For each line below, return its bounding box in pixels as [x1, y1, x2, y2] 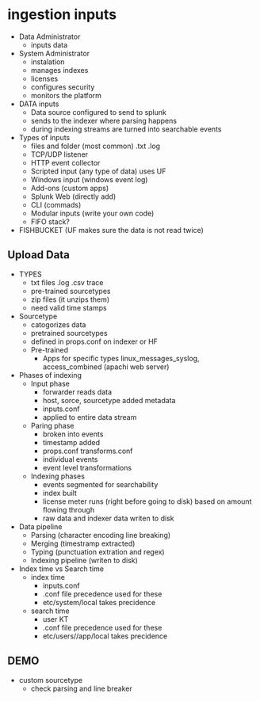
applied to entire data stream [42, 412, 137, 421]
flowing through [42, 505, 95, 514]
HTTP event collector [30, 158, 101, 167]
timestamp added [42, 437, 101, 447]
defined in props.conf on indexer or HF [30, 337, 158, 346]
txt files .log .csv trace [30, 277, 104, 287]
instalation [30, 57, 65, 67]
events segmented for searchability [42, 479, 159, 489]
